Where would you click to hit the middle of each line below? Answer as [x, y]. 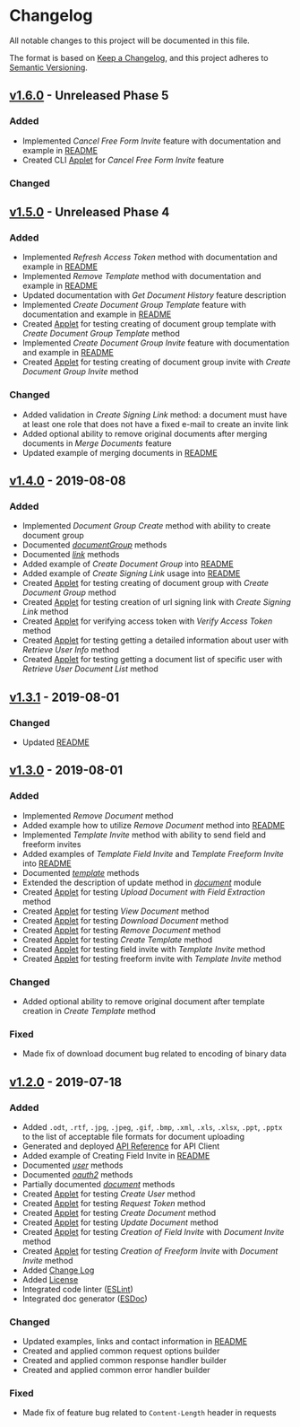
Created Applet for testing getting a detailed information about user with [155, 640]
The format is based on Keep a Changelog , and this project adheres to [139, 57]
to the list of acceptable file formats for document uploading [133, 1136]
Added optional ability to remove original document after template [144, 1001]
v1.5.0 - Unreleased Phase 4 [90, 212]
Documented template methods [81, 872]
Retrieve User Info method [70, 650]
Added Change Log [58, 1270]
